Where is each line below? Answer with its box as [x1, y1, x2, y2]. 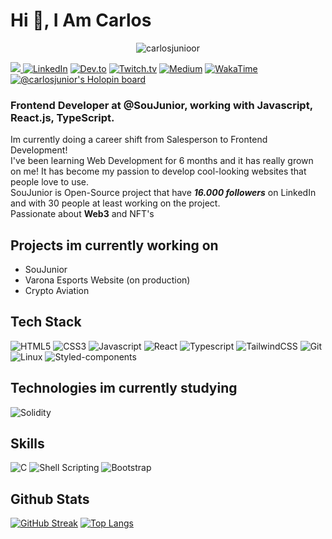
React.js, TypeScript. [10, 110, 115, 124]
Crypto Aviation [24, 285, 90, 297]
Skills [10, 435, 45, 453]
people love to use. [10, 176, 90, 188]
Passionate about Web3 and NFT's [10, 208, 155, 220]
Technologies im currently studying [10, 380, 238, 397]
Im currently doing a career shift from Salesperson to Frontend [10, 134, 268, 146]
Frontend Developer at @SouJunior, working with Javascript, [10, 98, 313, 112]
